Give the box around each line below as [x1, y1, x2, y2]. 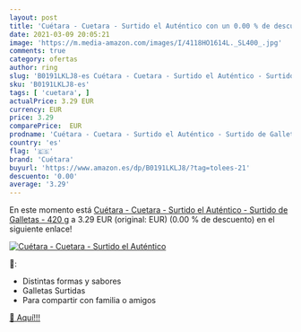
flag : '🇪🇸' [9, 146, 54, 155]
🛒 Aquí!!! [9, 312, 41, 323]
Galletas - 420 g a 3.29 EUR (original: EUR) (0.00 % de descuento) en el [9, 214, 275, 225]
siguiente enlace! [9, 223, 73, 234]
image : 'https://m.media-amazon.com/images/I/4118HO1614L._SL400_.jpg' [9, 38, 282, 48]
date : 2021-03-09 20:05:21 [9, 30, 110, 39]
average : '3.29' [9, 180, 70, 189]
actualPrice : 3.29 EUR [9, 96, 94, 106]
